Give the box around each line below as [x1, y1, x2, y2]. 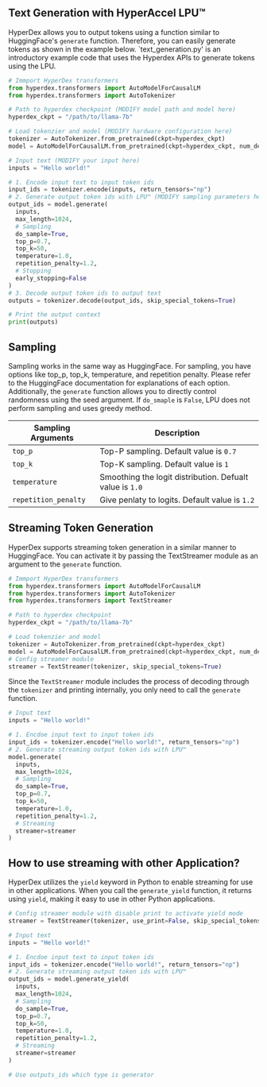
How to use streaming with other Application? [8, 856, 240, 869]
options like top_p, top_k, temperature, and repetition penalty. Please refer [8, 369, 251, 379]
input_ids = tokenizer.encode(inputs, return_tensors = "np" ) [8, 186, 212, 194]
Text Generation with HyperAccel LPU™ [8, 6, 206, 20]
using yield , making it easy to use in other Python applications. [8, 894, 215, 904]
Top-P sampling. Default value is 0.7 [99, 446, 237, 456]
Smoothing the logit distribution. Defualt [99, 472, 249, 482]
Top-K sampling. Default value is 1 [99, 458, 229, 470]
